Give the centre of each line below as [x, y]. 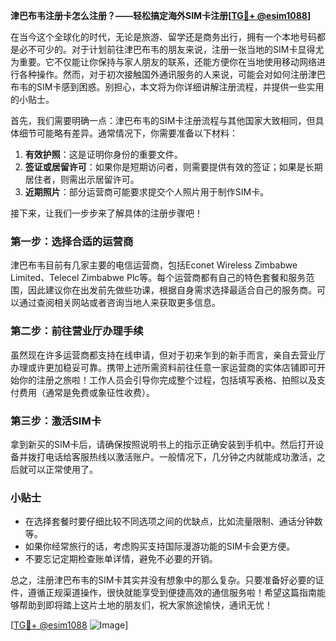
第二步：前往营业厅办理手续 [77, 331]
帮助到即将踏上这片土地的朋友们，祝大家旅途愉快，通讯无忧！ [145, 605]
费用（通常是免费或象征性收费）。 [86, 392]
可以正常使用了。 [62, 469]
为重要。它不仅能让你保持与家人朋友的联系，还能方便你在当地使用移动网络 [163, 62]
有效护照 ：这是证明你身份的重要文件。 [103, 154]
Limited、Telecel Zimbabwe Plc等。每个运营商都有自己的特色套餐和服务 [158, 278]
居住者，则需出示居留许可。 [82, 179]
